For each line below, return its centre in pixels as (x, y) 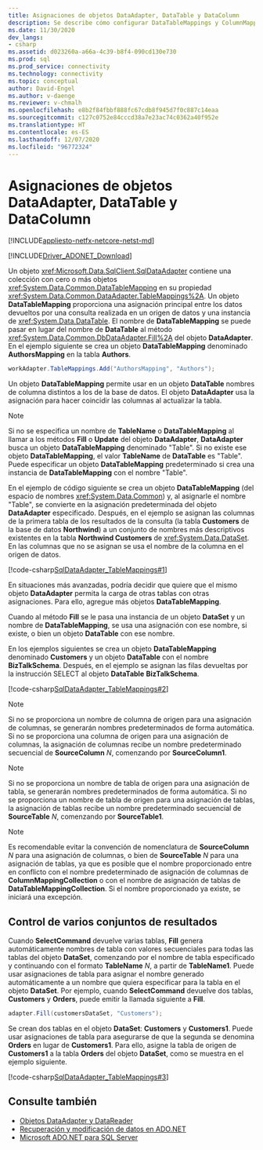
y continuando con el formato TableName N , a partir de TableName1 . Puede (131, 966)
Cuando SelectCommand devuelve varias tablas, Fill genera (106, 940)
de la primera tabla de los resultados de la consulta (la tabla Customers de (129, 521)
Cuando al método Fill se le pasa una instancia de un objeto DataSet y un (126, 617)
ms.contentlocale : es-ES (49, 132)
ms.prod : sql (29, 60)
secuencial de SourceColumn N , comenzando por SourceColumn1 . (117, 753)
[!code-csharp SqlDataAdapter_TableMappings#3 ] (88, 1077)
